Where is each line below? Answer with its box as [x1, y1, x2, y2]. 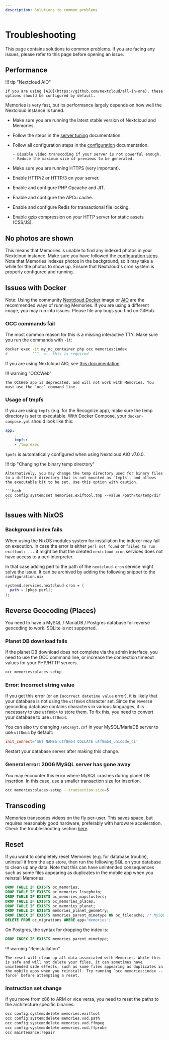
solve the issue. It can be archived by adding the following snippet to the [5, 568, 156, 575]
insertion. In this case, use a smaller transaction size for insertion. [5, 778, 141, 784]
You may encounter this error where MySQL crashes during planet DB [5, 772, 150, 778]
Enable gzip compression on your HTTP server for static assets [12, 214, 144, 220]
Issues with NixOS [5, 511, 64, 519]
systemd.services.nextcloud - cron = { [5, 583, 84, 588]
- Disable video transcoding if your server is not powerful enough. [12, 152, 162, 157]
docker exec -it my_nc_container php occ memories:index [5, 346, 127, 352]
